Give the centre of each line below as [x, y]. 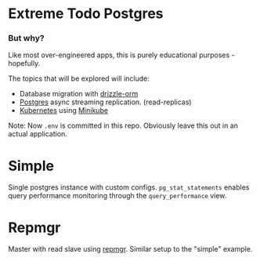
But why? [26, 38]
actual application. [38, 134]
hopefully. [24, 63]
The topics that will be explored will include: [79, 78]
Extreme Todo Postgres [86, 14]
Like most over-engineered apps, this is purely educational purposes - [121, 55]
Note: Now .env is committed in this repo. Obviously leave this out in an [123, 125]
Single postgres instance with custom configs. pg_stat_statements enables [129, 187]
